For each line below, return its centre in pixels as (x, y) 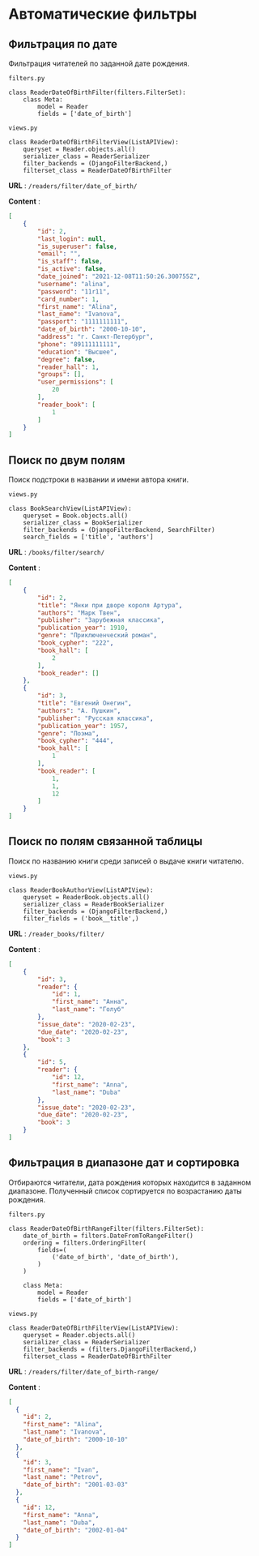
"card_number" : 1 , (68, 299)
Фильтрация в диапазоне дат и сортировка (124, 1163)
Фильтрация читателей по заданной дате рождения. (99, 63)
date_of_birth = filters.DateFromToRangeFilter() (108, 1236)
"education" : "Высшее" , (77, 352)
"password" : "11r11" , (74, 291)
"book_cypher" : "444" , (76, 741)
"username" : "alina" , (74, 284)
